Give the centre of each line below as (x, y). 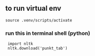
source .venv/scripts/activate (39, 20)
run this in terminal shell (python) (48, 33)
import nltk (20, 44)
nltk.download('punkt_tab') (37, 48)
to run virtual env (33, 8)
